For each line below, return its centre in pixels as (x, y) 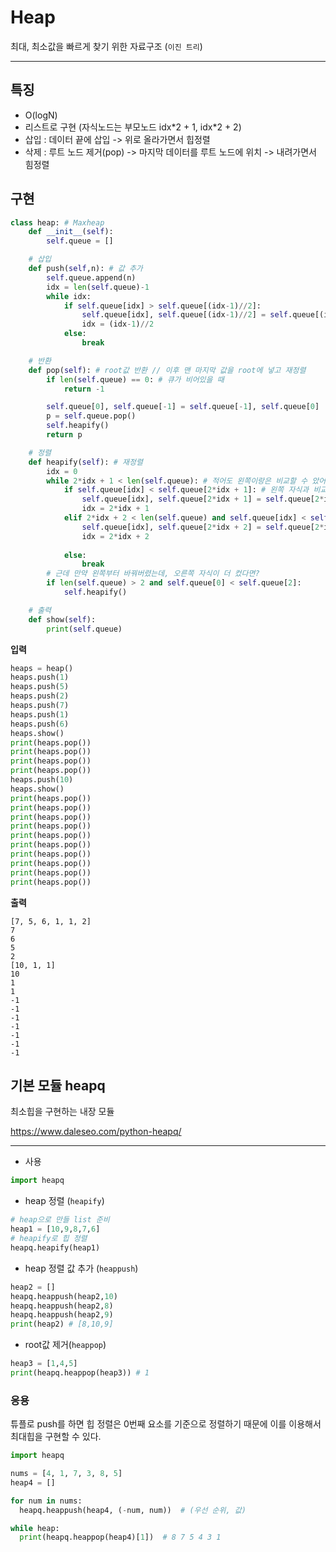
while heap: (35, 1528)
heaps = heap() (42, 668)
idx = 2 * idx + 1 (115, 509)
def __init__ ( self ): (71, 232)
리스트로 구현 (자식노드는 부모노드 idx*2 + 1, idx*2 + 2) (133, 127)
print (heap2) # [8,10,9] (62, 1324)
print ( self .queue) (84, 629)
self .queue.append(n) (91, 277)
